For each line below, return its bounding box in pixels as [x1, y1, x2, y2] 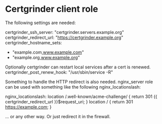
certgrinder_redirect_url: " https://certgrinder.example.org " [5, 34, 123, 40]
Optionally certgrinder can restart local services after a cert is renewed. [5, 64, 151, 70]
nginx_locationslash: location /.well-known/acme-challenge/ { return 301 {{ [5, 93, 158, 99]
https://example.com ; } [5, 104, 52, 110]
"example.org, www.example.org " [12, 54, 80, 60]
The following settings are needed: [5, 20, 76, 26]
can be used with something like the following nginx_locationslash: [5, 84, 141, 90]
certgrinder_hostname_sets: [5, 39, 62, 45]
